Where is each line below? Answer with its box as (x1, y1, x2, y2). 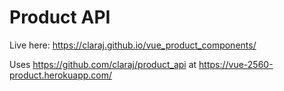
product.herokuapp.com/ (9, 69, 113, 81)
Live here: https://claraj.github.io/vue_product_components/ (9, 39, 257, 51)
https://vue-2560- (198, 58, 274, 70)
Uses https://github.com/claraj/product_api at (9, 58, 197, 70)
